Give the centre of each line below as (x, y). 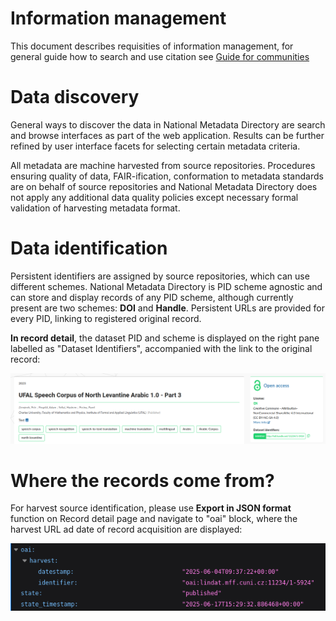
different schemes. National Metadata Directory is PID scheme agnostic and (166, 286)
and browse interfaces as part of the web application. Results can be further (167, 135)
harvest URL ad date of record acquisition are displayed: (126, 529)
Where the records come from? (142, 480)
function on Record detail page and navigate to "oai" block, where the (154, 519)
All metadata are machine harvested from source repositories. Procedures (163, 165)
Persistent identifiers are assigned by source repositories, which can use (160, 276)
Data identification (89, 248)
